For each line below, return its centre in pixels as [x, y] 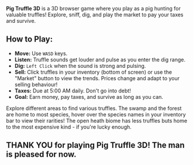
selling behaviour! [36, 84]
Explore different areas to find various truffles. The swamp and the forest [94, 108]
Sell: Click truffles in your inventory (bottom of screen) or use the [93, 72]
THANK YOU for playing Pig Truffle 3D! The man [95, 145]
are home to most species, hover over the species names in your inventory [96, 114]
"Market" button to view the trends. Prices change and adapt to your [97, 78]
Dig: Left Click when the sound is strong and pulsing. [80, 66]
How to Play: [30, 39]
